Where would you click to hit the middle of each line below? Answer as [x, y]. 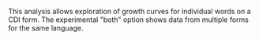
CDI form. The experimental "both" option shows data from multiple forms [129, 20]
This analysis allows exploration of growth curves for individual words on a [129, 11]
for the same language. [46, 28]
